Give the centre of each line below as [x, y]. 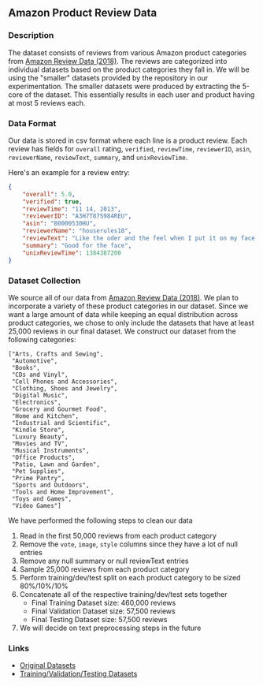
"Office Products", [44, 457]
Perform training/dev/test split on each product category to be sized [130, 577]
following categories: [42, 339]
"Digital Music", [40, 395]
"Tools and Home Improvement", [63, 492]
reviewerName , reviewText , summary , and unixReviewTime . [98, 157]
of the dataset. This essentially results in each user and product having [140, 95]
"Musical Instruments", [50, 450]
